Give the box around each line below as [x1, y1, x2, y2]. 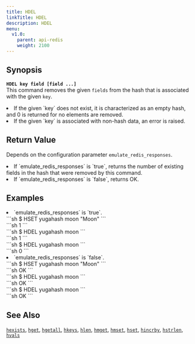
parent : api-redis [17, 37, 63, 43]
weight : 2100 [17, 43, 50, 49]
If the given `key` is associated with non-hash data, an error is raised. [14, 117, 185, 125]
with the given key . [6, 92, 53, 100]
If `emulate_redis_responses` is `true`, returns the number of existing [14, 163, 184, 170]
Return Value [6, 135, 56, 145]
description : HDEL [6, 20, 52, 26]
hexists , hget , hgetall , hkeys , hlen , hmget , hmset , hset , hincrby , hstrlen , [6, 326, 184, 333]
